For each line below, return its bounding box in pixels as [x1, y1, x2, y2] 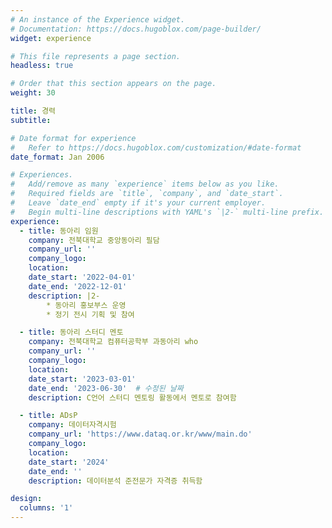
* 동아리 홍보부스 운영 [46, 300, 127, 310]
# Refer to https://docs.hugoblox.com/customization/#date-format [10, 142, 302, 153]
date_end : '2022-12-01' [28, 281, 128, 291]
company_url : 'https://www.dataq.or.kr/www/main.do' [28, 429, 253, 440]
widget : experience [10, 33, 92, 43]
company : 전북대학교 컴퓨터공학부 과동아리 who [28, 337, 199, 347]
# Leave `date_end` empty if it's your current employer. [10, 198, 267, 208]
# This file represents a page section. [10, 51, 182, 61]
